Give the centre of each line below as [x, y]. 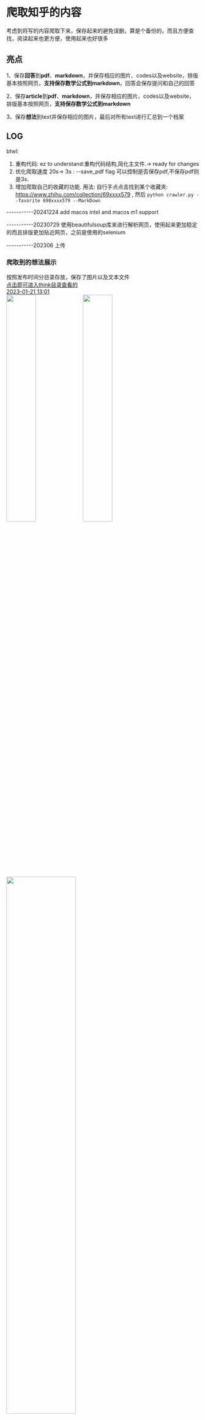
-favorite [28, 200]
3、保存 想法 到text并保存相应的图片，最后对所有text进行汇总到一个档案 [95, 116]
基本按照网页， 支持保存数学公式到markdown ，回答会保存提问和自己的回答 [101, 83]
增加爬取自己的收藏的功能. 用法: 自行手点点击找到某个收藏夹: [91, 187]
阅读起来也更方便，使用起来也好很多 [62, 38]
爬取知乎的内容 [44, 13]
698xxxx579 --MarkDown [72, 200]
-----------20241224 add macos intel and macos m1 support [83, 212]
